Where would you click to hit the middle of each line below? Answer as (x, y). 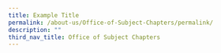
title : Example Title (44, 15)
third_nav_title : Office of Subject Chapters (84, 37)
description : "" (35, 30)
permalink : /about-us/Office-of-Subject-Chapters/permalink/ (111, 23)
